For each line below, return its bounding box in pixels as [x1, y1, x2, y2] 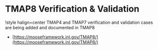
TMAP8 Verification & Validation [5, 3, 140, 15]
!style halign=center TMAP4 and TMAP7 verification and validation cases [5, 19, 153, 25]
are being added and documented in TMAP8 [5, 24, 95, 30]
